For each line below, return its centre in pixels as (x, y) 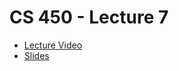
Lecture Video (53, 45)
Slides (36, 55)
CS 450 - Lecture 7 (89, 17)
